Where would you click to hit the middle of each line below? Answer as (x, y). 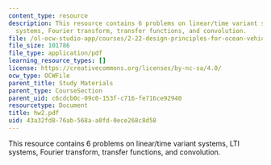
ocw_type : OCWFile (39, 76)
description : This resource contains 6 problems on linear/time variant (133, 23)
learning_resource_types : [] (57, 61)
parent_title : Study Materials (61, 83)
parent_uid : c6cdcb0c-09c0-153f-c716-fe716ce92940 (95, 98)
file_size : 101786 (39, 46)
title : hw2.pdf (34, 113)
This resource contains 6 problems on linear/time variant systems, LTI (124, 143)
